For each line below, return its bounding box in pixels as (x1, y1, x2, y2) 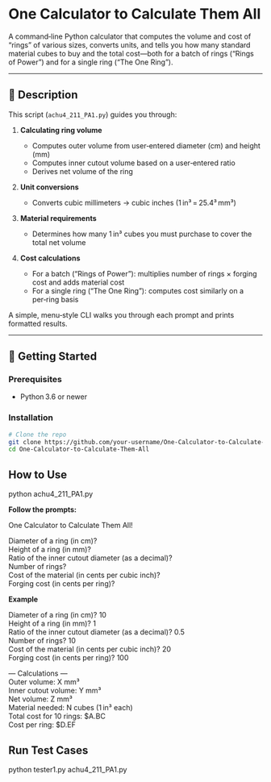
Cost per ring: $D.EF (8, 720, 77, 730)
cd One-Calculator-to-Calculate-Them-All (8, 445, 150, 454)
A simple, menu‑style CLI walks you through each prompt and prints (8, 310, 235, 319)
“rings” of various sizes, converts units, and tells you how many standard (8, 40, 251, 49)
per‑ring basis (31, 294, 79, 304)
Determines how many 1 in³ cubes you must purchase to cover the (31, 229, 252, 239)
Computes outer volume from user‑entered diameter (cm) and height (31, 140, 261, 150)
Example (8, 594, 39, 605)
